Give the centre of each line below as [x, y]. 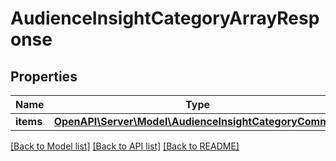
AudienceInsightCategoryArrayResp [165, 18]
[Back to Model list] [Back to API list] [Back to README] [125, 146]
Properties [44, 76]
